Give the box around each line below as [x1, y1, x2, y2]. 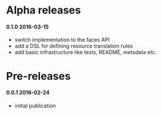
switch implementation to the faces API [14, 36, 110, 43]
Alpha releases [6, 4, 81, 17]
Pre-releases [6, 69, 71, 83]
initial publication [14, 102, 56, 109]
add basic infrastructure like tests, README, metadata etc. [14, 49, 157, 56]
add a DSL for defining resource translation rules [14, 42, 133, 50]
